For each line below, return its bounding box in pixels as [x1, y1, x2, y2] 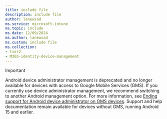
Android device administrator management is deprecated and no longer [5, 77, 152, 83]
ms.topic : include [5, 26, 43, 31]
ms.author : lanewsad [5, 35, 48, 40]
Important [5, 67, 25, 73]
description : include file [5, 12, 61, 17]
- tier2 [5, 49, 21, 54]
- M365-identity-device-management [5, 53, 79, 59]
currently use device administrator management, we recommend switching [5, 88, 160, 94]
